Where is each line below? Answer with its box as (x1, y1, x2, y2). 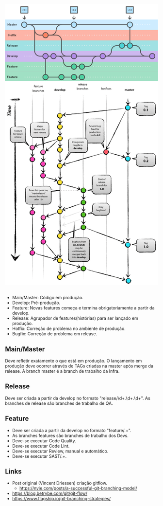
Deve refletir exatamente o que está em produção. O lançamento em (5, 358, 142, 363)
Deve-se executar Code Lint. (12, 443, 70, 449)
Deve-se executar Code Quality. (12, 437, 76, 444)
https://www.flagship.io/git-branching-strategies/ (12, 496, 111, 502)
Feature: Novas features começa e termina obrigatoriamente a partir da (12, 305, 155, 311)
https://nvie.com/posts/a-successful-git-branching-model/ (19, 486, 137, 491)
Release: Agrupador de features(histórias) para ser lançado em (12, 315, 138, 321)
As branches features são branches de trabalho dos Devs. (12, 433, 129, 438)
